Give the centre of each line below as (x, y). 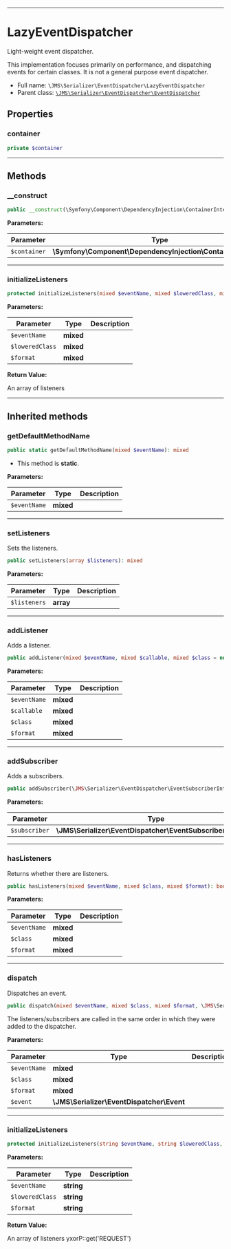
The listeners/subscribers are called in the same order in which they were (111, 1018)
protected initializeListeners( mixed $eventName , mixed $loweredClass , (112, 294)
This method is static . (48, 463)
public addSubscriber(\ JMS (46, 789)
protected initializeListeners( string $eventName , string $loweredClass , (115, 1144)
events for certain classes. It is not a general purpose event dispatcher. (108, 72)
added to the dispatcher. (42, 1026)
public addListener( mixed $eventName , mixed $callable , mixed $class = (112, 658)
